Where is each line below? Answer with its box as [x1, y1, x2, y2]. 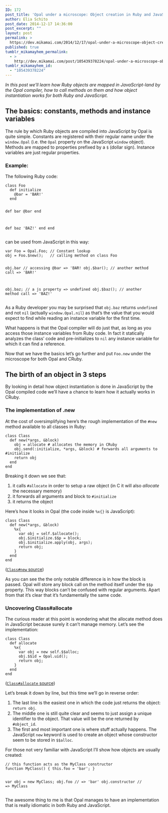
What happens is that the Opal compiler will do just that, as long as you [5, 325, 151, 331]
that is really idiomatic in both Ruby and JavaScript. [5, 802, 111, 808]
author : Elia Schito [5, 17, 48, 22]
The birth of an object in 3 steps [5, 370, 106, 379]
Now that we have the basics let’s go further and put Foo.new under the [5, 350, 151, 356]
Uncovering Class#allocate [5, 604, 72, 611]
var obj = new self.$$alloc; [18, 649, 79, 655]
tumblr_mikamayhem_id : [5, 63, 52, 68]
